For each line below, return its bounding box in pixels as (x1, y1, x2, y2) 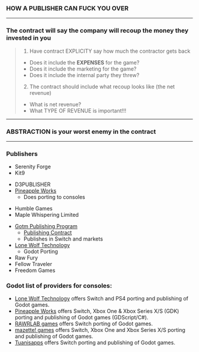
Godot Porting (23, 248, 58, 255)
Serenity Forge (14, 163, 52, 170)
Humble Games (14, 205, 53, 212)
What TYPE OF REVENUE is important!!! (29, 107, 127, 114)
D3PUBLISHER (14, 181, 51, 188)
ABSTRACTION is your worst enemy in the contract (6, 127, 156, 136)
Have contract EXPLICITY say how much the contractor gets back (29, 47, 191, 55)
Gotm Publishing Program (14, 223, 78, 230)
